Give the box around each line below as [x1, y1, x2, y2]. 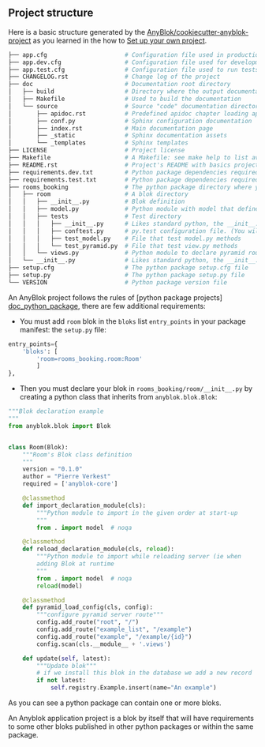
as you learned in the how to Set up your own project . [32, 36, 207, 45]
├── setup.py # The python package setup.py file [8, 272, 245, 280]
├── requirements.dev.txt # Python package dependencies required [8, 168, 259, 176]
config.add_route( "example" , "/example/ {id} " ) [36, 633, 192, 640]
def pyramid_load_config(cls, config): [22, 603, 154, 611]
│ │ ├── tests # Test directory [8, 212, 181, 220]
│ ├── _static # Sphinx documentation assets [8, 132, 227, 140]
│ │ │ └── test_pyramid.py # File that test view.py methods [8, 242, 238, 250]
